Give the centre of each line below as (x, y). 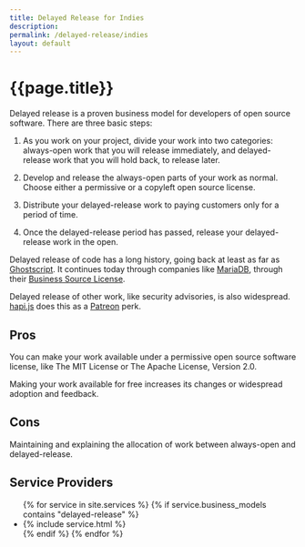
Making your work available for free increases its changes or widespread (146, 384)
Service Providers (61, 483)
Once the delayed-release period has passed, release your (133, 232)
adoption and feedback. (54, 394)
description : (34, 26)
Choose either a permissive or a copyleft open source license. (139, 187)
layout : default (40, 43)
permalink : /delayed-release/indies (79, 35)
